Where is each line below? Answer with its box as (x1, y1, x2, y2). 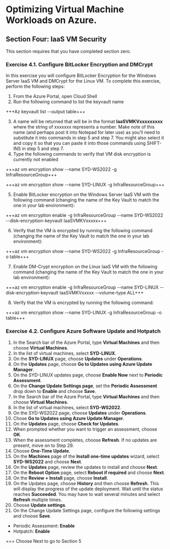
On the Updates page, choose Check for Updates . (13, 420, 120, 427)
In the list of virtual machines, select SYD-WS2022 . (13, 404, 122, 410)
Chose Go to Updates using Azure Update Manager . (13, 415, 125, 421)
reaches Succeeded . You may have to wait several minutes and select (13, 491, 160, 497)
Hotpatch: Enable (13, 528, 50, 534)
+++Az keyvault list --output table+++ (6, 109, 86, 115)
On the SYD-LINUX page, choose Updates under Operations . (13, 356, 143, 362)
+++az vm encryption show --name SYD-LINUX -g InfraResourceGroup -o (6, 310, 162, 316)
